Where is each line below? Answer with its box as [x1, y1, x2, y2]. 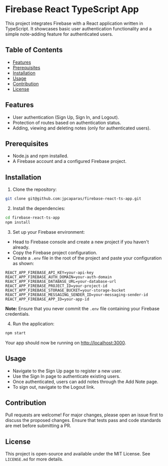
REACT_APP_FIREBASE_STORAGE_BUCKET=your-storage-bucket [5, 287, 125, 293]
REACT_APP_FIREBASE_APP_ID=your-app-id [5, 296, 90, 302]
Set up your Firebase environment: [12, 229, 85, 235]
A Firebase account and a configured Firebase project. [12, 158, 127, 164]
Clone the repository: [12, 186, 57, 193]
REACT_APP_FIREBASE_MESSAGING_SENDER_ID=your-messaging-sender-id [5, 292, 148, 297]
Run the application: [12, 320, 55, 327]
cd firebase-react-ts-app [5, 215, 60, 221]
